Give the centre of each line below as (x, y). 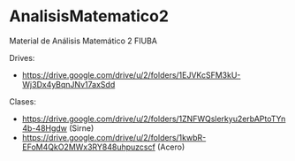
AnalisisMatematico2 (89, 16)
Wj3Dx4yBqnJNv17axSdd (68, 84)
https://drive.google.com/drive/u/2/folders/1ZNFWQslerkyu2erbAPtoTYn (154, 119)
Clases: (23, 101)
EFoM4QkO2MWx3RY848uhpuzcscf (89, 147)
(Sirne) (82, 128)
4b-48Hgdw (45, 128)
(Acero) (171, 147)
